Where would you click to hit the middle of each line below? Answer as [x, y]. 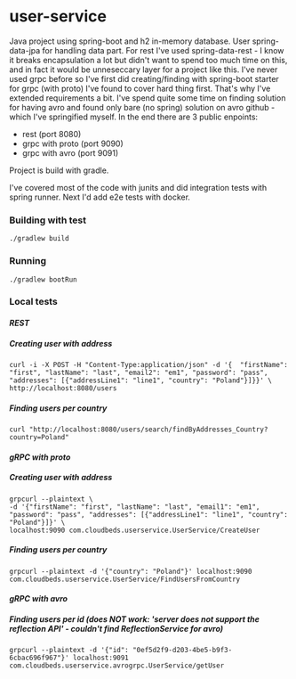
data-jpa [25, 50]
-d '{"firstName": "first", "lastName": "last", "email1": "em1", [135, 507]
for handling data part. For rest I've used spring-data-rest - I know [163, 50]
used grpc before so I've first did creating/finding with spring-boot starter [144, 78]
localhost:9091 [100, 658]
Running [28, 261]
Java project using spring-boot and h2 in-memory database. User [130, 41]
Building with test [48, 220]
